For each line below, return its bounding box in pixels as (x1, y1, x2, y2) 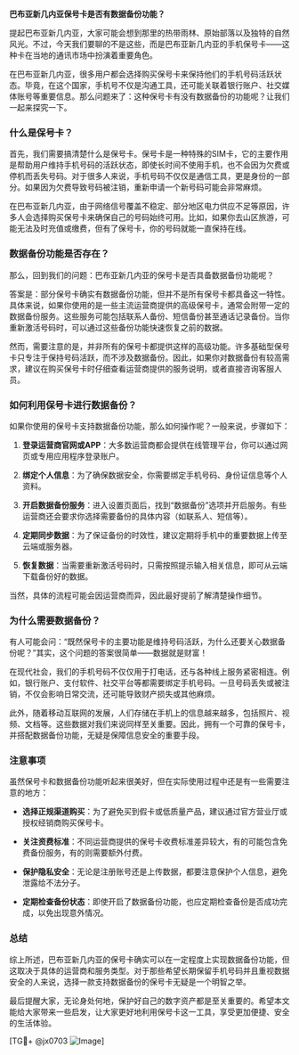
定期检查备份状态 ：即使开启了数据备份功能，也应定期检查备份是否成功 (21, 896, 280, 907)
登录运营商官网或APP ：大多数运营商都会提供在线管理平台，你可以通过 (21, 439, 280, 450)
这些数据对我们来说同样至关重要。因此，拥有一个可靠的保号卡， (55, 719, 290, 730)
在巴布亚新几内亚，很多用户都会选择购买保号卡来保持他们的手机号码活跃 (9, 69, 274, 79)
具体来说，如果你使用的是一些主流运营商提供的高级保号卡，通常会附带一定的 (9, 299, 290, 310)
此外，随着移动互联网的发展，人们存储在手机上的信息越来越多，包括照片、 (9, 707, 282, 718)
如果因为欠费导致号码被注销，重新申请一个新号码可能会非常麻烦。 (24, 182, 267, 192)
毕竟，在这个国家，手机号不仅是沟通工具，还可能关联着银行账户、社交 (24, 80, 282, 90)
